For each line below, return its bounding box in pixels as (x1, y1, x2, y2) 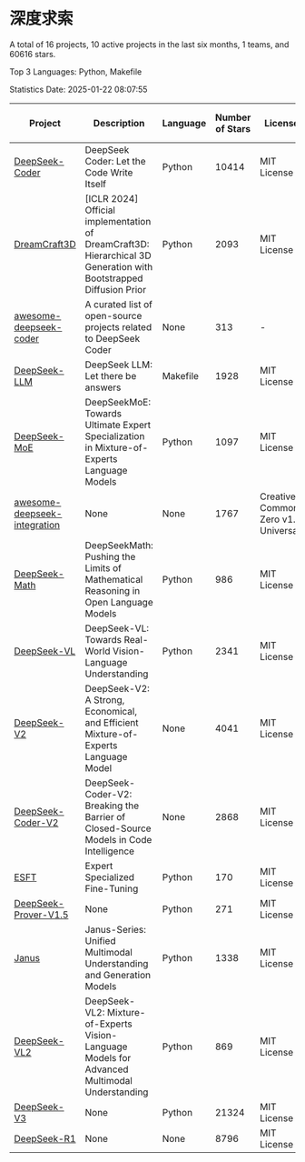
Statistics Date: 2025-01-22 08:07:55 (9, 84, 148, 95)
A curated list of (84, 297, 152, 310)
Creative (260, 490, 297, 503)
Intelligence (84, 845, 134, 857)
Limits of (84, 561, 123, 574)
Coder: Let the (84, 155, 146, 167)
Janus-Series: (84, 923, 147, 936)
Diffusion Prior (84, 283, 147, 296)
